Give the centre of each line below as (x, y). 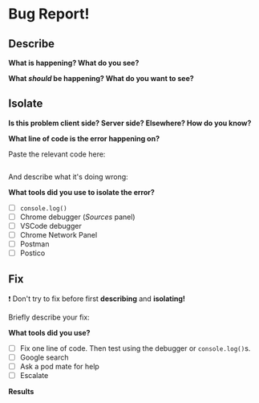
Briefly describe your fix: (49, 317)
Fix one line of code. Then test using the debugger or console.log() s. (135, 348)
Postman (34, 244)
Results (21, 392)
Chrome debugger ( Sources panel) (77, 217)
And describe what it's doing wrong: (68, 177)
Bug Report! (49, 14)
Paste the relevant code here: (57, 154)
